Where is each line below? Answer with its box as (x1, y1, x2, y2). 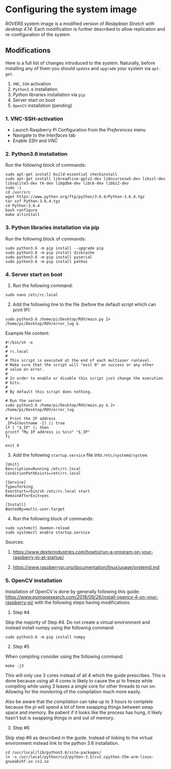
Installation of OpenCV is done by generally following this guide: (5, 588, 140, 595)
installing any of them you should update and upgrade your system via (5, 65, 151, 71)
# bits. (5, 380, 22, 385)
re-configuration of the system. (5, 31, 71, 37)
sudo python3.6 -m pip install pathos (5, 259, 88, 264)
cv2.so (35, 759, 50, 764)
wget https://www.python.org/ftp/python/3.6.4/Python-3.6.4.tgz (5, 194, 145, 200)
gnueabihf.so (5, 759, 33, 764)
